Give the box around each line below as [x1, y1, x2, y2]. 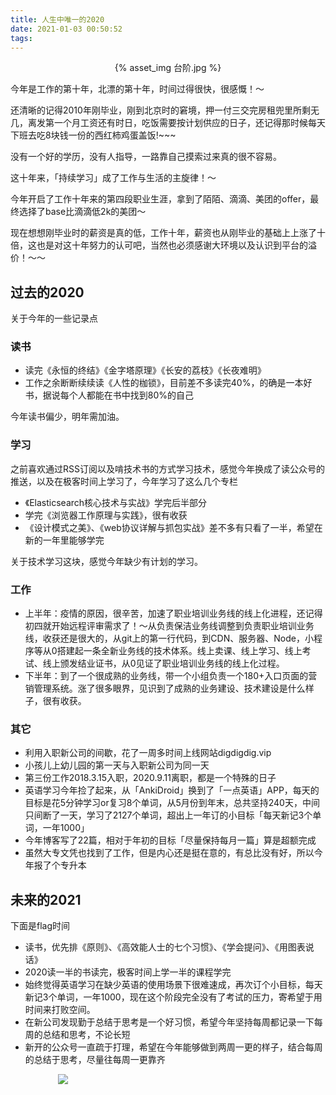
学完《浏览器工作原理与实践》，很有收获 [24, 509, 188, 521]
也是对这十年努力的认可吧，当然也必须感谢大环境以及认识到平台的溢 [36, 239, 317, 251]
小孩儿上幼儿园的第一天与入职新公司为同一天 [24, 759, 210, 771]
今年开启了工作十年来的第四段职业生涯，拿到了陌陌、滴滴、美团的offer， [10, 193, 311, 205]
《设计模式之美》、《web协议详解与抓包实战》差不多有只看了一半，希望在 [24, 521, 323, 533]
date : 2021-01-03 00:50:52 [10, 24, 123, 34]
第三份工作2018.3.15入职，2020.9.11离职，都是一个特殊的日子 [24, 772, 277, 784]
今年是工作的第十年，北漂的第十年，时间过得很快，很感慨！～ [10, 83, 265, 95]
